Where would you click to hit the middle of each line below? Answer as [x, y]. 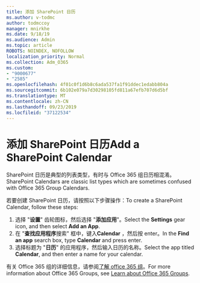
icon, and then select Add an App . [58, 226]
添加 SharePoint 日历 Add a [73, 144]
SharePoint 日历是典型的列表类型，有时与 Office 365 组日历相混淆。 [91, 175]
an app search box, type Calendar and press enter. [79, 240]
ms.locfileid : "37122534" [39, 113]
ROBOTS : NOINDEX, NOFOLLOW [40, 51]
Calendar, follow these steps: [42, 207]
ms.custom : [20, 68]
